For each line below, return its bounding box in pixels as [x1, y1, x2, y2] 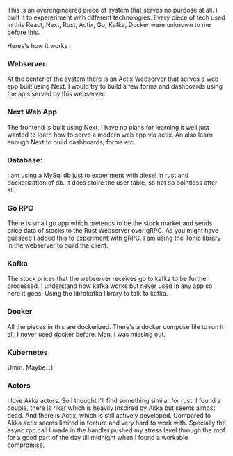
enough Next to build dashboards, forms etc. [7, 137, 136, 146]
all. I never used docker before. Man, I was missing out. [7, 330, 166, 338]
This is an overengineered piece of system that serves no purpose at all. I [7, 6, 218, 14]
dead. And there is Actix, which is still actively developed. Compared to [7, 411, 211, 420]
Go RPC [7, 203, 33, 213]
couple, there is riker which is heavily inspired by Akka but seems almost [7, 404, 216, 412]
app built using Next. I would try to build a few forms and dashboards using [7, 82, 223, 91]
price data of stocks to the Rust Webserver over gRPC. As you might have [7, 227, 219, 235]
